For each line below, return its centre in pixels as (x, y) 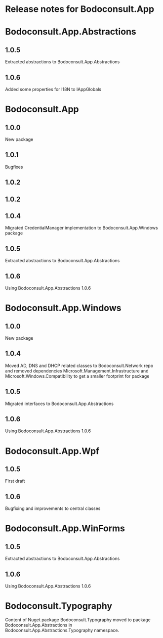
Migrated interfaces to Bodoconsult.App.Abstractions (59, 404)
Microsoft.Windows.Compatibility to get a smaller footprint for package (77, 376)
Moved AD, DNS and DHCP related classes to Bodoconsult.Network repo (79, 365)
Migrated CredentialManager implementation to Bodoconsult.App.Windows (81, 228)
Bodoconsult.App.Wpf (52, 451)
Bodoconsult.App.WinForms (65, 528)
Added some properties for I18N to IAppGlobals (53, 89)
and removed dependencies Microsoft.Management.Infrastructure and (77, 371)
